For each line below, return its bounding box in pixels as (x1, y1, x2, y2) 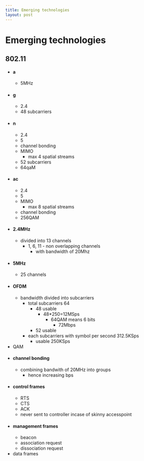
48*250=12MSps (43, 311, 80, 317)
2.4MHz (12, 226, 31, 233)
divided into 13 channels (20, 238, 71, 244)
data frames (12, 451, 38, 457)
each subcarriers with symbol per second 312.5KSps (28, 333, 139, 339)
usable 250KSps (35, 338, 70, 344)
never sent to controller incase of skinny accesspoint (20, 411, 132, 417)
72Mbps (58, 321, 76, 328)
